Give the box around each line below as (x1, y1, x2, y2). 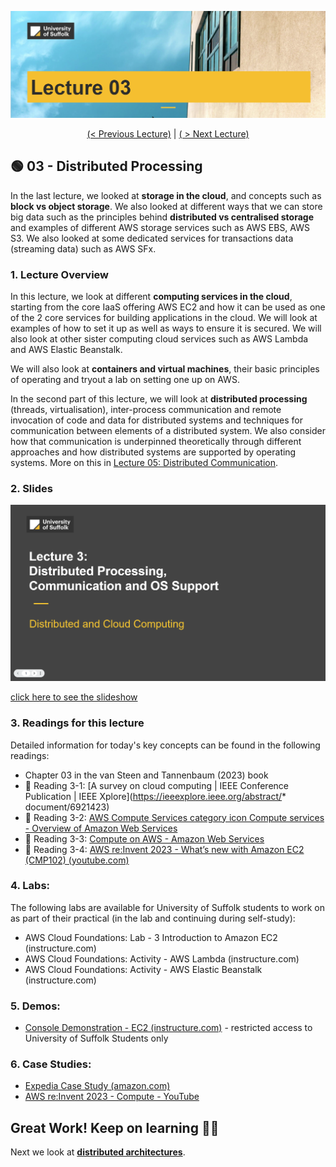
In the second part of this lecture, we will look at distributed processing (10, 392, 308, 405)
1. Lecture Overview (10, 267, 110, 281)
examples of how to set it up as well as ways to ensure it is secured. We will (10, 322, 322, 334)
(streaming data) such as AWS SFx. (10, 242, 157, 255)
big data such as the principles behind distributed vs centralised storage (10, 211, 314, 223)
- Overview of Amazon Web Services (24, 822, 178, 834)
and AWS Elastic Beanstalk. (10, 343, 123, 355)
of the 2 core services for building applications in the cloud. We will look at (10, 311, 318, 323)
